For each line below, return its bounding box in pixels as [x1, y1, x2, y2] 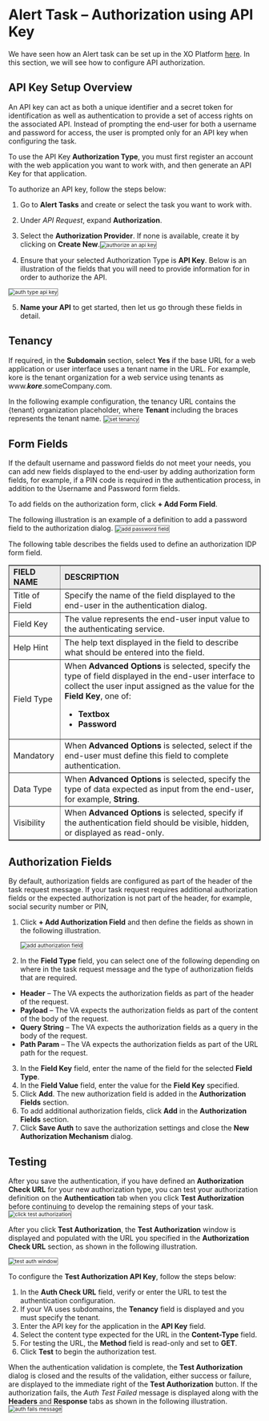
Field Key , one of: [64, 690, 132, 702]
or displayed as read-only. [64, 827, 165, 839]
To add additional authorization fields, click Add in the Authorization [19, 1106, 247, 1116]
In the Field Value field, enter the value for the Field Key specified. [19, 1081, 240, 1090]
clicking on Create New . [19, 239, 100, 249]
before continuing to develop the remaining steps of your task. [8, 1202, 215, 1211]
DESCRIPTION [64, 571, 119, 582]
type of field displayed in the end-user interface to [64, 670, 255, 682]
